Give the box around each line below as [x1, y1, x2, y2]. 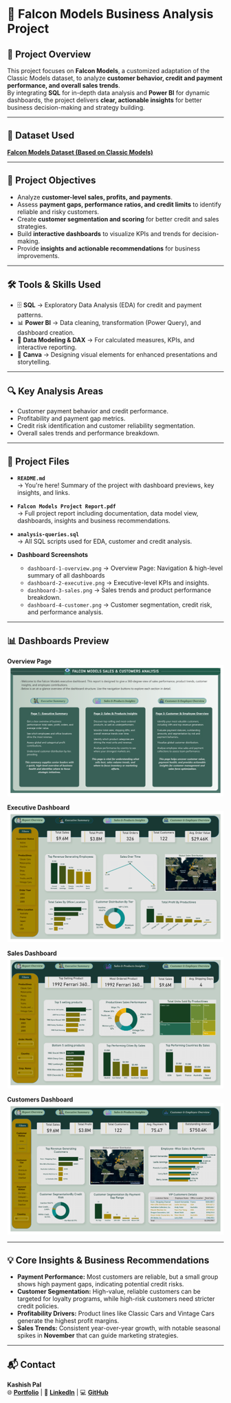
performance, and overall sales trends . [7, 81, 120, 89]
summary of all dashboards [27, 571, 105, 580]
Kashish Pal [7, 1380, 42, 1389]
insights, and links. [16, 489, 70, 497]
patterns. [16, 311, 43, 320]
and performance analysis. [27, 608, 104, 616]
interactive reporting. [16, 343, 77, 351]
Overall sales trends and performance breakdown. [16, 429, 159, 438]
